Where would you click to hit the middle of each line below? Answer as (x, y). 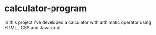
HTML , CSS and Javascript (33, 27)
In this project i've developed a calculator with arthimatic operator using (78, 22)
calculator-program (46, 9)
